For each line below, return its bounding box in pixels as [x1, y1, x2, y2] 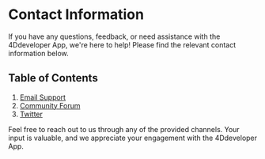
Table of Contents [8, 71, 99, 85]
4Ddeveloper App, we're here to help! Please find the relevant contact [8, 40, 237, 49]
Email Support [19, 93, 66, 102]
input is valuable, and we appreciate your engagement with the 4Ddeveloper [8, 133, 258, 142]
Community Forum [19, 100, 81, 110]
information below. [8, 48, 69, 58]
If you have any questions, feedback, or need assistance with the [8, 32, 221, 41]
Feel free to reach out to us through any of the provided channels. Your [8, 124, 240, 134]
